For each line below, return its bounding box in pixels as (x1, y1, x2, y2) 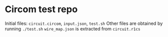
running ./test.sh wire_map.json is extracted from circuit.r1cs (5, 25, 141, 31)
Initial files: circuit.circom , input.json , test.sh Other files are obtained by (5, 20, 163, 26)
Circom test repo (5, 4, 78, 15)
